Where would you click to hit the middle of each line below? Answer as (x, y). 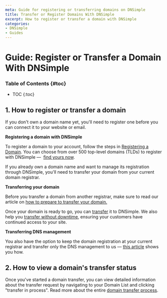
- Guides (14, 33)
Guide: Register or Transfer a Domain (83, 57)
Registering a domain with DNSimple (44, 137)
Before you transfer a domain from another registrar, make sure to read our (82, 197)
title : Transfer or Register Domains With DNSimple (60, 14)
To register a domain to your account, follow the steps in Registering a (77, 147)
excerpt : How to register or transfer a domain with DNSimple (71, 19)
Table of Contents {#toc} (36, 84)
